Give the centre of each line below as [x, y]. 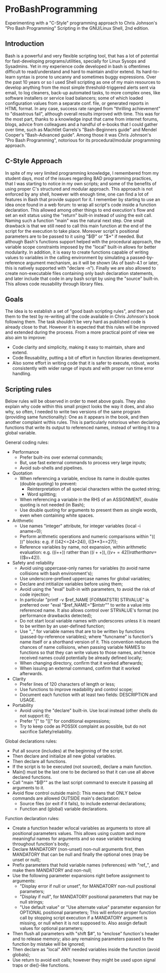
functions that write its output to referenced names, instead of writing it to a [82, 427]
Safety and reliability [33, 563]
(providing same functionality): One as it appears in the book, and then [77, 417]
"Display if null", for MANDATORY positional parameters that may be [89, 897]
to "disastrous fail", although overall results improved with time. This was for [83, 114]
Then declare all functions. [39, 762]
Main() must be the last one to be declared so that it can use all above [83, 772]
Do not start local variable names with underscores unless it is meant [90, 621]
